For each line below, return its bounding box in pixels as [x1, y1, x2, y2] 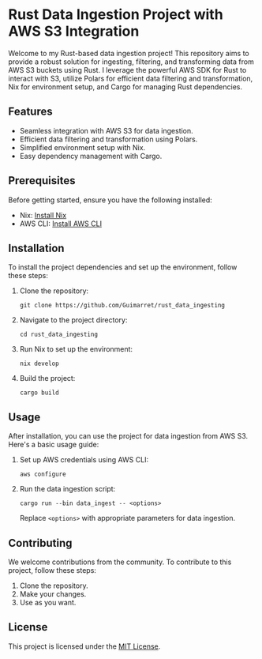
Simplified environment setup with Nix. [19, 142, 146, 152]
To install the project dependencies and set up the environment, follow [8, 262, 238, 272]
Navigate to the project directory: [19, 315, 128, 325]
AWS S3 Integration [8, 22, 140, 40]
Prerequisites [8, 174, 76, 187]
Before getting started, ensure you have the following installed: [8, 195, 213, 205]
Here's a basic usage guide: [8, 440, 99, 450]
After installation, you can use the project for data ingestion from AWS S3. [8, 431, 249, 441]
